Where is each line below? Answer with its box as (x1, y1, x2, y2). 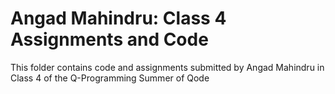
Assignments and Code (10, 28, 209, 51)
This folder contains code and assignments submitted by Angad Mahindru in (10, 61, 325, 73)
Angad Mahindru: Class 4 (10, 7, 227, 30)
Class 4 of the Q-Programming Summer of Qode (10, 72, 210, 84)
